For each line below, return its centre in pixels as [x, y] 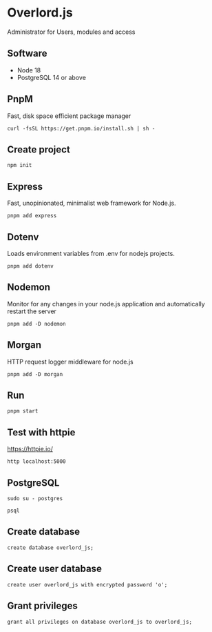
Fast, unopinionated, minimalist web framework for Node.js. [92, 203]
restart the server [32, 311]
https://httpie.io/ [30, 449]
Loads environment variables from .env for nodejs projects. [91, 254]
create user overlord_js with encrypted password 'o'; [87, 584]
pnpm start [23, 411]
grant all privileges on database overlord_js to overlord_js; [100, 622]
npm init [20, 166]
